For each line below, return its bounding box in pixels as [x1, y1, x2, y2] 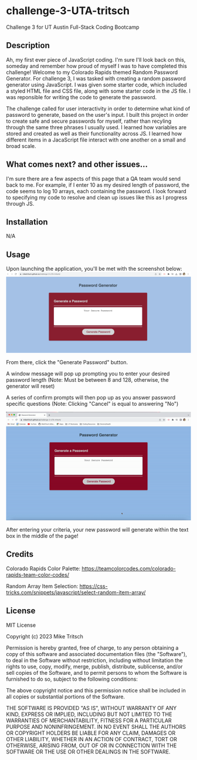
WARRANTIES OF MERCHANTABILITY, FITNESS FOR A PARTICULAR [6, 717, 172, 724]
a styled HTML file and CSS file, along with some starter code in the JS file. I [6, 87, 191, 95]
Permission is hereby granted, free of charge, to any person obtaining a [6, 644, 179, 651]
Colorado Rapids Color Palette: [6, 565, 81, 572]
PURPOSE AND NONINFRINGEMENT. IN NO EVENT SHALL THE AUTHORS [6, 723, 186, 730]
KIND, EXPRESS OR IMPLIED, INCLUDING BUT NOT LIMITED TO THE [6, 711, 172, 718]
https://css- [79, 583, 108, 590]
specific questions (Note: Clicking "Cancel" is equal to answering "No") [6, 401, 179, 408]
